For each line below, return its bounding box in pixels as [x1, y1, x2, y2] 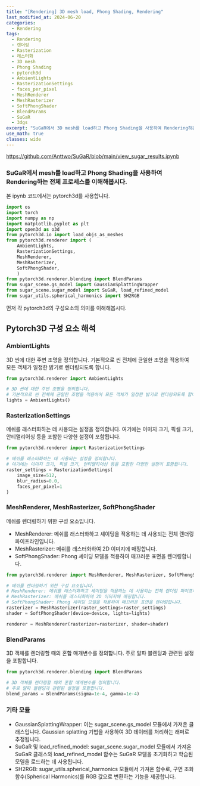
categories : [6, 20, 36, 26]
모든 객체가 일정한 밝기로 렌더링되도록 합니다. [6, 363, 111, 370]
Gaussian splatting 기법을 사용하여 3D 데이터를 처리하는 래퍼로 [42, 728, 189, 735]
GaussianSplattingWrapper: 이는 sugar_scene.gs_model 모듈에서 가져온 [14, 720, 188, 728]
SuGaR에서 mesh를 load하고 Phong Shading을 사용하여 [6, 168, 162, 177]
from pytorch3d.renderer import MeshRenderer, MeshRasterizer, [6, 572, 167, 578]
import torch [6, 209, 39, 215]
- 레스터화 [11, 53, 34, 59]
